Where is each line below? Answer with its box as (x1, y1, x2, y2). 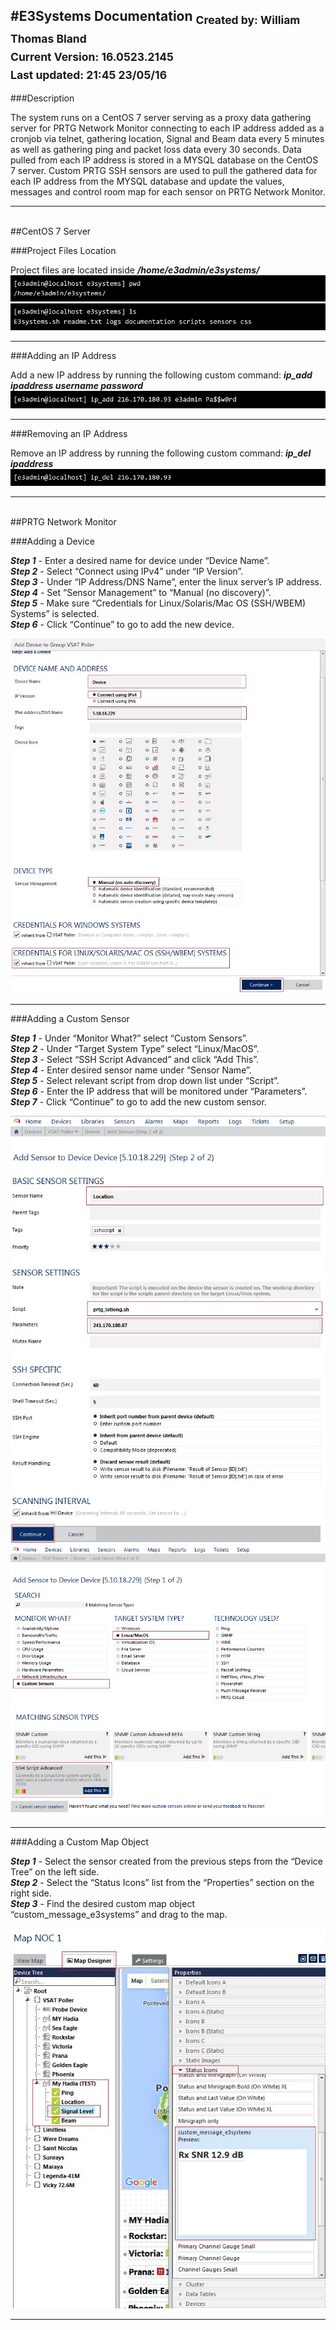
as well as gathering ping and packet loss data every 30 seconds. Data (10, 143, 302, 155)
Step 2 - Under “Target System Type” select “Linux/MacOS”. (10, 1042, 260, 1054)
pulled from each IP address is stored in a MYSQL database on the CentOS (10, 154, 319, 166)
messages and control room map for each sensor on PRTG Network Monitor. (10, 185, 326, 198)
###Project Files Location (10, 244, 117, 256)
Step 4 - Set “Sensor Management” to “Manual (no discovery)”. (10, 586, 272, 598)
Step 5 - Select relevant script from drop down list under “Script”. (10, 1074, 280, 1086)
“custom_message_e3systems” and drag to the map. (10, 1909, 228, 1921)
